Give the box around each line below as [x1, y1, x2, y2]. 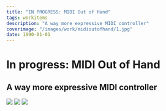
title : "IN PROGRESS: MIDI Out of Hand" [6, 9, 111, 15]
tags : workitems [6, 15, 48, 21]
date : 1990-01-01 [6, 32, 51, 38]
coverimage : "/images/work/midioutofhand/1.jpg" [6, 26, 133, 32]
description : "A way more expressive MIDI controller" [6, 20, 149, 26]
